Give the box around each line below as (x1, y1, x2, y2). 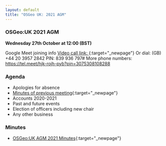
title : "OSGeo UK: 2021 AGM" (5, 12, 67, 17)
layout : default (5, 7, 39, 13)
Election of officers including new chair (12, 106, 94, 112)
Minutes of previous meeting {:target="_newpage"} (12, 90, 118, 96)
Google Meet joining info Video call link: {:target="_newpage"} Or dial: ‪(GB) (5, 50, 161, 56)
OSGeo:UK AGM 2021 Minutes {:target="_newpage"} (12, 135, 122, 141)
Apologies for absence (12, 85, 60, 91)
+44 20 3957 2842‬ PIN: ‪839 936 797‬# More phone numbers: (5, 55, 133, 61)
